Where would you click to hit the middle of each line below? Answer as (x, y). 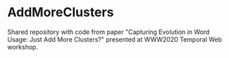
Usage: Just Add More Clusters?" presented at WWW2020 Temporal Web (115, 39)
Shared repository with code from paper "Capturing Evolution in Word (109, 32)
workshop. (23, 47)
